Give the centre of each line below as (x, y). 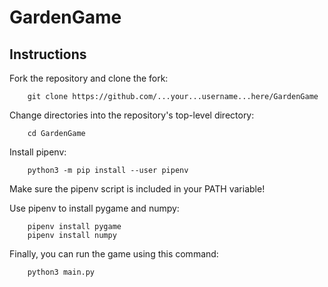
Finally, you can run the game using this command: (114, 254)
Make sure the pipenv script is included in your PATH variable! (137, 189)
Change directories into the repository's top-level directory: (132, 115)
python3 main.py (61, 272)
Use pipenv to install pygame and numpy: (94, 208)
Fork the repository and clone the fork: (89, 78)
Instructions (48, 54)
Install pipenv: (38, 152)
